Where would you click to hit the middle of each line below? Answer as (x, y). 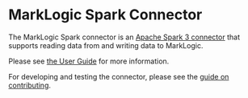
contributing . (29, 85)
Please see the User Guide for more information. (89, 61)
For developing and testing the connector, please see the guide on (119, 76)
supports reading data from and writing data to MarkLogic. (106, 45)
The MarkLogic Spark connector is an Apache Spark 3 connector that (124, 37)
